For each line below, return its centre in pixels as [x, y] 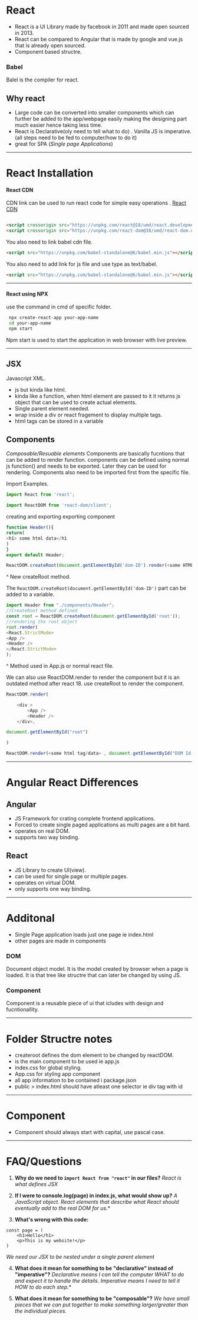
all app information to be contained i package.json [75, 1081]
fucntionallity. [23, 1010]
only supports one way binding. [53, 889]
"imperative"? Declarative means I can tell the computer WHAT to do [99, 1275]
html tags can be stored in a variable [59, 421]
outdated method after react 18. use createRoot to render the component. [95, 684]
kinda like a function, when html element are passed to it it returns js [98, 396]
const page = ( [25, 1230]
